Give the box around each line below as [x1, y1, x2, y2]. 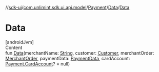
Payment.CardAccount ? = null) [5, 61, 70, 67]
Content [5, 44, 23, 51]
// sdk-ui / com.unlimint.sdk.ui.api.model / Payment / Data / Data [5, 5, 130, 10]
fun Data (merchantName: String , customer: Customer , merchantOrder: [5, 50, 154, 56]
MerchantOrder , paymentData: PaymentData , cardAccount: [5, 55, 130, 61]
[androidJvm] [5, 39, 34, 45]
